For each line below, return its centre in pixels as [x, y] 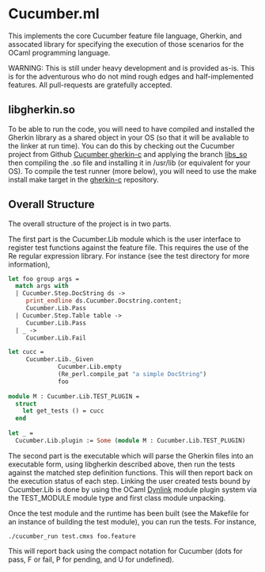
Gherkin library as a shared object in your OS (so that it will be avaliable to [129, 137]
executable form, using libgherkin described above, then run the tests [122, 464]
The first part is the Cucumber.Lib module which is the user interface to [125, 239]
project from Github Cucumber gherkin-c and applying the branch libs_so [128, 154]
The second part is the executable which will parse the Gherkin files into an [131, 455]
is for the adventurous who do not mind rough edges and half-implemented [131, 76]
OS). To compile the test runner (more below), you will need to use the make [132, 171]
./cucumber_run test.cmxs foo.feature [72, 536]
